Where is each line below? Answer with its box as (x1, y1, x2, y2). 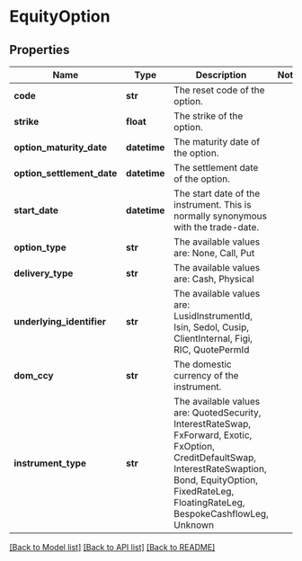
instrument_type (13, 457, 87, 469)
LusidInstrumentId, (173, 310, 253, 322)
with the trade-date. (173, 221, 260, 233)
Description (195, 69, 247, 81)
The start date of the (173, 187, 261, 200)
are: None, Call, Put (173, 247, 255, 259)
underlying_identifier (13, 316, 106, 327)
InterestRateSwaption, (173, 463, 267, 475)
